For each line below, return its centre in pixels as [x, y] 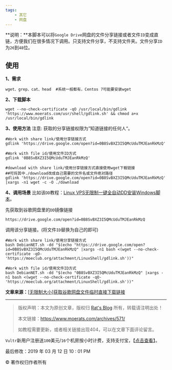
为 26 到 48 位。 [19, 48]
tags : [11, 10]
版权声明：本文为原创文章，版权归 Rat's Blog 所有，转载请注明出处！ [90, 308]
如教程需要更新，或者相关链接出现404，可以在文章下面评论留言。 [87, 329]
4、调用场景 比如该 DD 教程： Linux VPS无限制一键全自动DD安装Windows [81, 192]
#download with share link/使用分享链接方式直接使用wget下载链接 [70, 168]
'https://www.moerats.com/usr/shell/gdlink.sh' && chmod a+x [72, 114]
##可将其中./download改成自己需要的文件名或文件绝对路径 [59, 173]
